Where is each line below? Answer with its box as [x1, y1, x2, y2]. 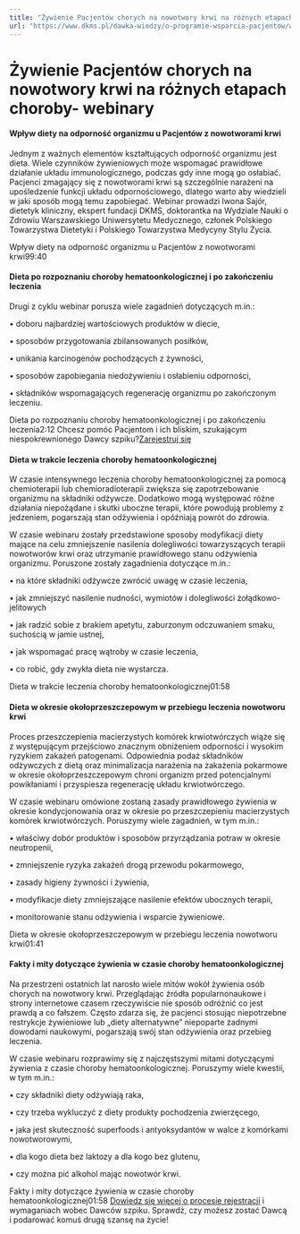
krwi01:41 [9, 938, 44, 949]
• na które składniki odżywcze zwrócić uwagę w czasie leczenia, [9, 575, 248, 587]
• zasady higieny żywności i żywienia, [9, 877, 150, 887]
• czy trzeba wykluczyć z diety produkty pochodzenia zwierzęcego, [9, 1107, 261, 1118]
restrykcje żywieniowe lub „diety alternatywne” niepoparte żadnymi [9, 1016, 259, 1027]
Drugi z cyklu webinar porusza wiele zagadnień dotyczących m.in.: [9, 301, 255, 312]
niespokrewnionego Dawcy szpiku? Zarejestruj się [9, 433, 192, 444]
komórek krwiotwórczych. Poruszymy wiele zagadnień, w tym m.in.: [9, 815, 260, 826]
